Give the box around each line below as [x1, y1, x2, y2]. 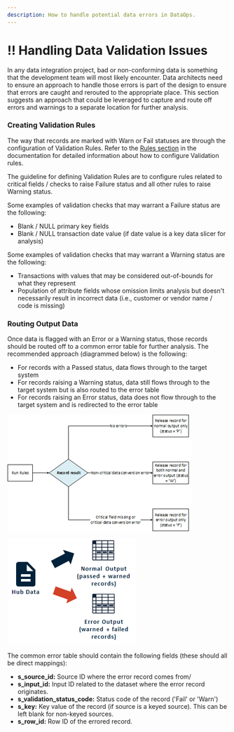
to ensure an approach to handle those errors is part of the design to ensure [7, 81, 227, 89]
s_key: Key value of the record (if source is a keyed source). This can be [17, 703, 228, 711]
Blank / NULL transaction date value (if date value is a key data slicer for [17, 229, 226, 238]
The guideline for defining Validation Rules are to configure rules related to [7, 172, 223, 180]
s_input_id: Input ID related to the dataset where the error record [17, 680, 205, 688]
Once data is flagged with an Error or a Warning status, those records [7, 335, 208, 343]
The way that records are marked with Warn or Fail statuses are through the [7, 136, 226, 145]
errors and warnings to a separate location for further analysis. [7, 102, 188, 112]
